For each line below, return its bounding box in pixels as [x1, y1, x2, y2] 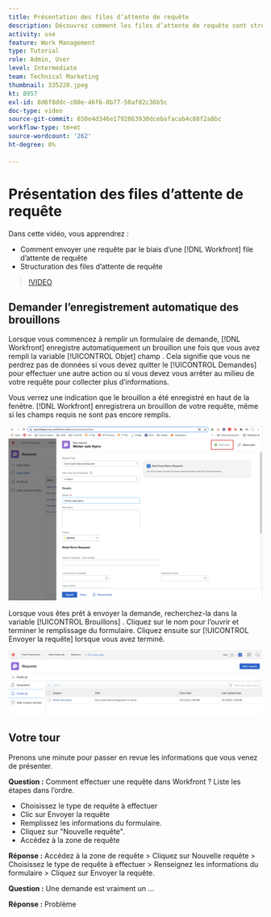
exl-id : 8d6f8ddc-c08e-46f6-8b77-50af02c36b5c [8, 98, 168, 106]
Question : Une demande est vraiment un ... [8, 883, 155, 893]
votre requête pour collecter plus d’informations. [8, 377, 169, 387]
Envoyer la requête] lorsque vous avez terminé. [8, 634, 165, 644]
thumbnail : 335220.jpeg [8, 81, 89, 89]
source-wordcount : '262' [8, 132, 92, 140]
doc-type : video [8, 106, 63, 115]
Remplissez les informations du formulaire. [19, 818, 162, 827]
